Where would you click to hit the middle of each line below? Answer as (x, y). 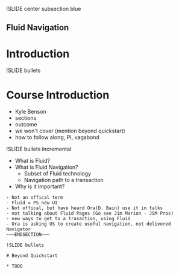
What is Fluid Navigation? (46, 167)
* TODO (14, 266)
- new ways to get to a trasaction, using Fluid (68, 219)
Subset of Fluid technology (58, 174)
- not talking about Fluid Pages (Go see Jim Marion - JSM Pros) (90, 214)
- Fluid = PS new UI (32, 203)
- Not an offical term (35, 198)
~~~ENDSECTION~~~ (28, 235)
